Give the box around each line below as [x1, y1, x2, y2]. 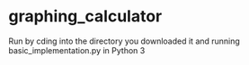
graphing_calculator [8, 6, 163, 27]
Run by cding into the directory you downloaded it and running [8, 36, 240, 46]
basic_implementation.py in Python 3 [8, 45, 146, 55]
